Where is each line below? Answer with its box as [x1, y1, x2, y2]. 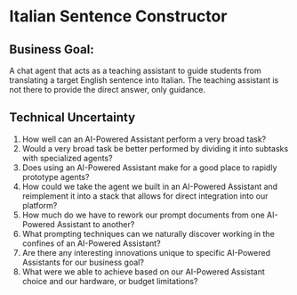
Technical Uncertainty [9, 110, 136, 126]
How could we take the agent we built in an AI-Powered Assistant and [21, 181, 278, 192]
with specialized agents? [21, 152, 113, 163]
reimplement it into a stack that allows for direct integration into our [21, 190, 269, 201]
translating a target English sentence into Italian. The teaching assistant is [9, 75, 279, 86]
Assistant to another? [56, 218, 135, 229]
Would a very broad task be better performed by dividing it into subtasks [21, 143, 289, 153]
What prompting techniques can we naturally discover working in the [21, 228, 276, 239]
